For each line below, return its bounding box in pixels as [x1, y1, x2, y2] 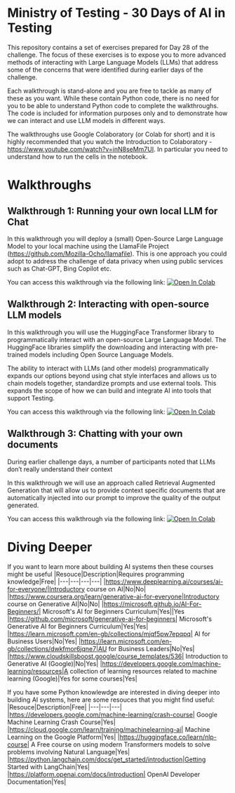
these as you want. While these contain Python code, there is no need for [7, 93, 220, 103]
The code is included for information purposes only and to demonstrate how [7, 109, 228, 117]
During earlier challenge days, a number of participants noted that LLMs [7, 457, 216, 466]
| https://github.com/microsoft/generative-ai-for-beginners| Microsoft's [7, 615, 213, 623]
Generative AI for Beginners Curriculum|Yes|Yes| [7, 622, 149, 630]
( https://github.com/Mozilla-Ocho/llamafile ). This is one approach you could [7, 249, 227, 258]
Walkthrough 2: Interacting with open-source [7, 299, 209, 310]
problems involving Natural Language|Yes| [7, 747, 130, 756]
